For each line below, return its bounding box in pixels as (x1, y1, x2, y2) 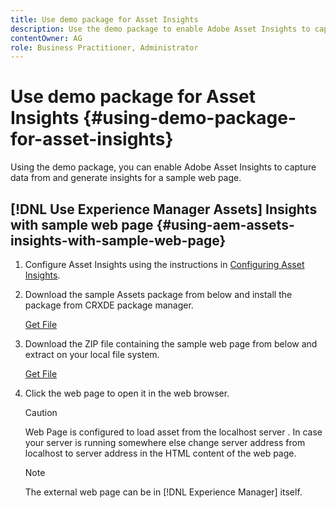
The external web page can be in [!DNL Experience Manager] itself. (24, 486, 303, 498)
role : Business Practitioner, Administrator (10, 42, 199, 53)
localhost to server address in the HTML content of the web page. (24, 447, 297, 459)
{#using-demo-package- (83, 107, 297, 130)
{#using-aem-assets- (156, 216, 295, 233)
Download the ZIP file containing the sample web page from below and (24, 338, 318, 350)
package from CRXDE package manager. (24, 299, 194, 311)
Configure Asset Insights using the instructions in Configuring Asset (24, 259, 305, 270)
